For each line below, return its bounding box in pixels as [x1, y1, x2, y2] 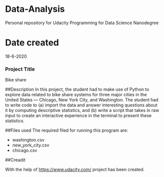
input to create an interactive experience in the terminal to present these [5, 112, 152, 119]
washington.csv [12, 137, 45, 143]
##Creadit [5, 157, 26, 163]
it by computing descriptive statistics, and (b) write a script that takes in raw [5, 107, 159, 113]
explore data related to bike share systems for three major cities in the [5, 92, 147, 98]
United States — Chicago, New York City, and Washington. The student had [5, 97, 159, 103]
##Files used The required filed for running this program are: [5, 127, 129, 134]
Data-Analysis [5, 3, 65, 15]
